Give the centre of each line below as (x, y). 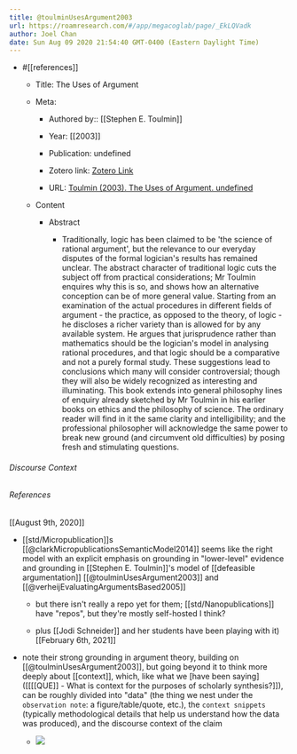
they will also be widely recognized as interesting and (160, 381)
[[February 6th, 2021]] (76, 640)
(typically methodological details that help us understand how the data (151, 714)
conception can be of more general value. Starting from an (169, 296)
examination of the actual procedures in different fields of (167, 306)
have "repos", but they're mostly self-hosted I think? (130, 614)
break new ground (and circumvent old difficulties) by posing (173, 438)
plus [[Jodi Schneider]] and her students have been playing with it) (157, 631)
